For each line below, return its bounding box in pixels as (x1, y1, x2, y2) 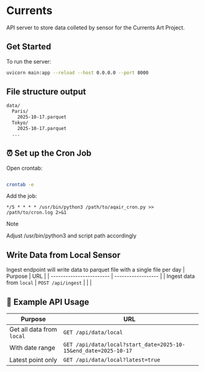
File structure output (6, 87, 87, 97)
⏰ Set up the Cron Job (6, 148, 92, 159)
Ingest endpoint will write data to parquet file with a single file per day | (6, 266, 185, 274)
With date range (9, 343, 56, 352)
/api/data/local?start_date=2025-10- (76, 341, 185, 348)
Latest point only (9, 356, 57, 364)
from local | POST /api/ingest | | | (6, 279, 92, 286)
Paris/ (12, 108, 29, 115)
